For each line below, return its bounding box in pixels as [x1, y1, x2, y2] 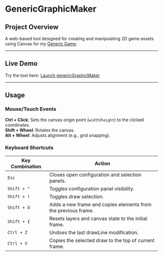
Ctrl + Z [7, 230, 28, 235]
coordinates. [5, 122, 30, 128]
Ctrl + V [7, 240, 28, 246]
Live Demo [5, 59, 38, 68]
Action [94, 160, 111, 166]
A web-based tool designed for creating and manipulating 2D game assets [5, 36, 154, 41]
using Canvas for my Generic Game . [5, 41, 78, 47]
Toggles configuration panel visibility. [49, 185, 135, 192]
